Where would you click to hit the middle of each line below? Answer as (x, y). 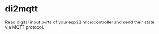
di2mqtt (22, 9)
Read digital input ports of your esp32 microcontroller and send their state (80, 22)
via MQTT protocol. (24, 27)
